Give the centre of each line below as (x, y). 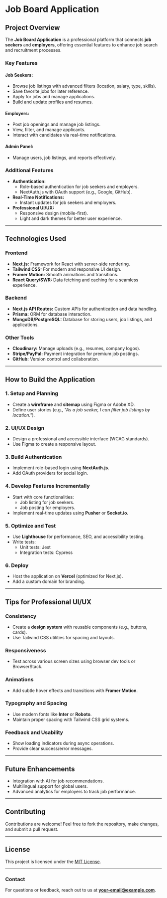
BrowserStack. (27, 667)
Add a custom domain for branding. (49, 581)
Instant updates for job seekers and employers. (68, 202)
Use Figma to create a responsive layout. (54, 444)
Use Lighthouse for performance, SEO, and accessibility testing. (79, 537)
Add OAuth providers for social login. (50, 473)
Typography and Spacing (36, 703)
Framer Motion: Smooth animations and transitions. (65, 274)
